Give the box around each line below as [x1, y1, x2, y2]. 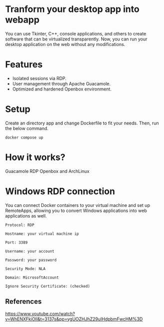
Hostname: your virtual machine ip [5, 231, 79, 236]
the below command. [5, 125, 49, 131]
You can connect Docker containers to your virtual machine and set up [5, 202, 151, 208]
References [5, 297, 42, 306]
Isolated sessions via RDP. [12, 75, 67, 81]
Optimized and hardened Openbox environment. [12, 86, 112, 92]
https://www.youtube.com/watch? [5, 310, 75, 316]
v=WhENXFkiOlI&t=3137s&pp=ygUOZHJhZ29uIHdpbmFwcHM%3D [5, 316, 143, 322]
